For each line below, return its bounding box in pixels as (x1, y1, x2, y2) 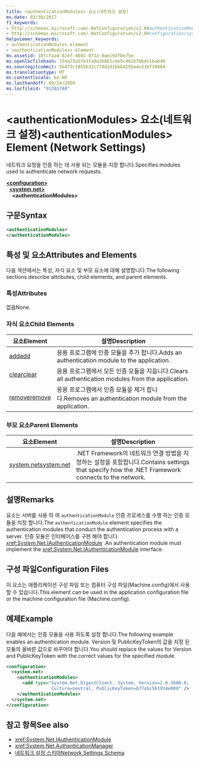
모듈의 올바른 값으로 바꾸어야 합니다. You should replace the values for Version (6, 645, 192, 652)
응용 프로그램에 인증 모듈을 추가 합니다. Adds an (56, 348, 182, 356)
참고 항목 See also (6, 720, 69, 730)
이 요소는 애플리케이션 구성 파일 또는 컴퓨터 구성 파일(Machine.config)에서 (6, 581, 179, 588)
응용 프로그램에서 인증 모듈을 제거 (56, 385, 145, 394)
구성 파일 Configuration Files (6, 564, 110, 574)
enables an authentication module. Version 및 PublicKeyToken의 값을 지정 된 (6, 638, 190, 645)
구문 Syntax (6, 211, 47, 221)
